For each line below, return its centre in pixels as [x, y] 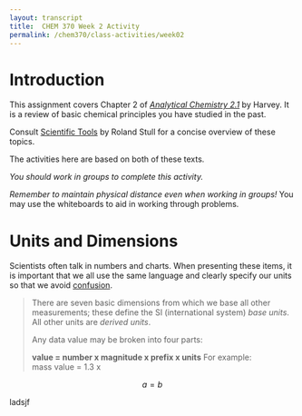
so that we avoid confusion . [61, 285]
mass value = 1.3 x [66, 367]
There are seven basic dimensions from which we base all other [151, 303]
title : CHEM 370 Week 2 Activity [75, 26]
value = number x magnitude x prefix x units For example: [141, 357]
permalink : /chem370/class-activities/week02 [97, 35]
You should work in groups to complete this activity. [107, 177]
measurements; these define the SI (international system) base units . [161, 312]
